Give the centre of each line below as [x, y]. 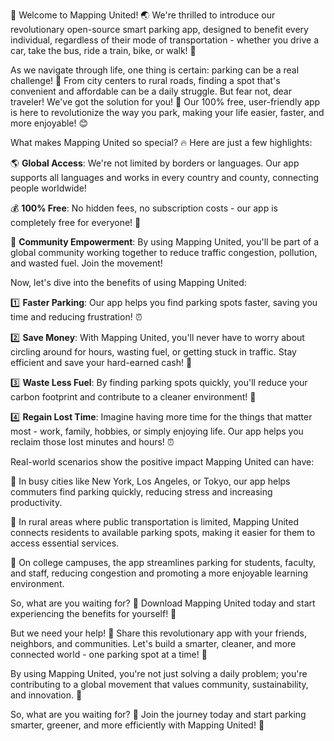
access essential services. [65, 543]
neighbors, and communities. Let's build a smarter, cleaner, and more [153, 643]
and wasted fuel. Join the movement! [86, 263]
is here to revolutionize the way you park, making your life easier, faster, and [167, 112]
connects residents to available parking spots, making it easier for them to [163, 532]
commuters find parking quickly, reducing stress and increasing [141, 492]
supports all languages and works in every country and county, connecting [165, 177]
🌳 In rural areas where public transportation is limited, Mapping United [154, 522]
